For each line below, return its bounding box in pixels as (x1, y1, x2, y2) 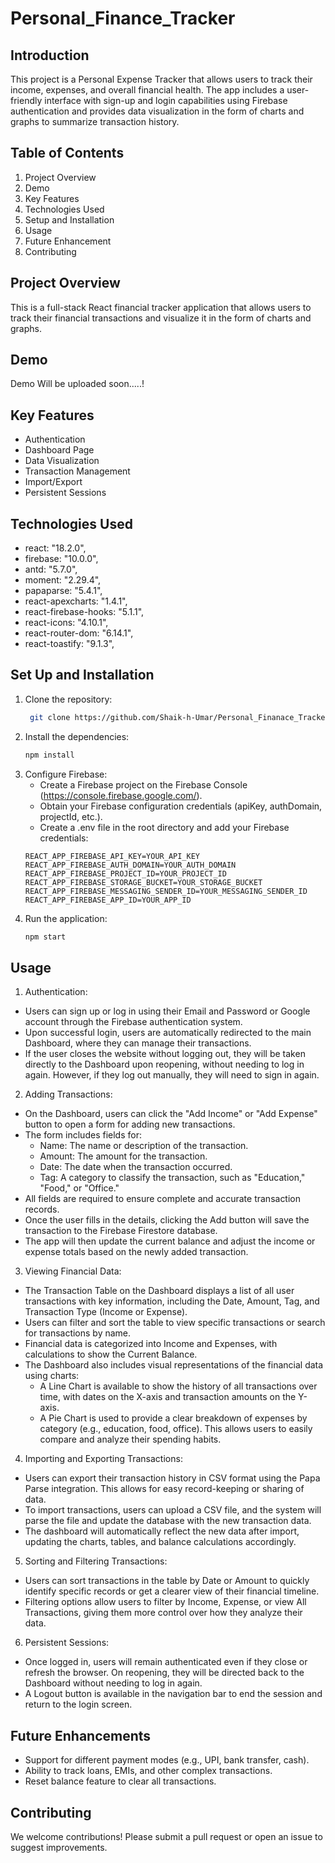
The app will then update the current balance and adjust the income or (24, 1235, 316, 1247)
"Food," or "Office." (39, 1182, 120, 1194)
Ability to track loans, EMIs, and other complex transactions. (24, 1765, 273, 1777)
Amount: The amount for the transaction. (39, 1150, 208, 1162)
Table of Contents (10, 145, 125, 162)
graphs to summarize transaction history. (10, 116, 180, 127)
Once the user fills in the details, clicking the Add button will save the (24, 1214, 310, 1226)
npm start (24, 932, 67, 942)
